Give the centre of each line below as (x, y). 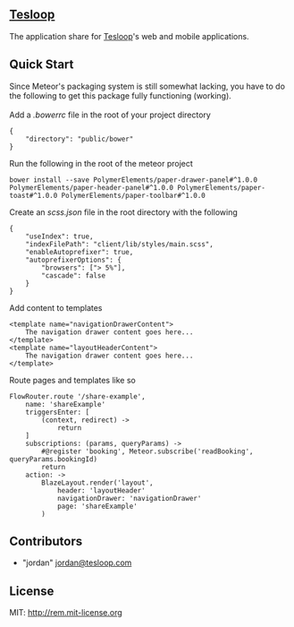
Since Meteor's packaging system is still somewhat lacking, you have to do (147, 86)
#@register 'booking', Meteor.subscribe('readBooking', (147, 451)
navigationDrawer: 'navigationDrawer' (129, 498)
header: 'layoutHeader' (101, 490)
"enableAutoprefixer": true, (80, 252)
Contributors (46, 541)
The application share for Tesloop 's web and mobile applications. (129, 36)
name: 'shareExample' (65, 404)
